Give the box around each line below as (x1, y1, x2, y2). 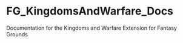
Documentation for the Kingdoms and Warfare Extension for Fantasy (6, 24, 178, 31)
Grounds (6, 30, 28, 38)
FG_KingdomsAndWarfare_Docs (6, 4, 174, 18)
